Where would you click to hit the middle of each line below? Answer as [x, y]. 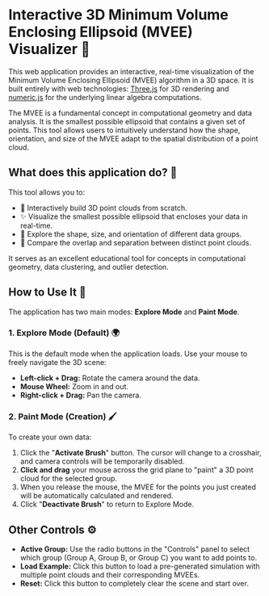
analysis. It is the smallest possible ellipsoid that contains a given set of [127, 121]
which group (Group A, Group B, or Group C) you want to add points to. [138, 557]
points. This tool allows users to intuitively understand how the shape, [124, 130]
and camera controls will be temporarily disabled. [102, 461]
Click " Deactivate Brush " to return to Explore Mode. [107, 504]
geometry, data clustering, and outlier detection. [89, 267]
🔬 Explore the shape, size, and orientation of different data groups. [131, 234]
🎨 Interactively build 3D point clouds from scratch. [103, 208]
